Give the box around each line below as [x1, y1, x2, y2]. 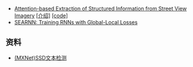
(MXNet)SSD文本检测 [14, 54, 67, 61]
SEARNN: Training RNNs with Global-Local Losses [14, 19, 138, 25]
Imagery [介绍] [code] [14, 12, 68, 19]
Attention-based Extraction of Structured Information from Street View [14, 5, 187, 12]
